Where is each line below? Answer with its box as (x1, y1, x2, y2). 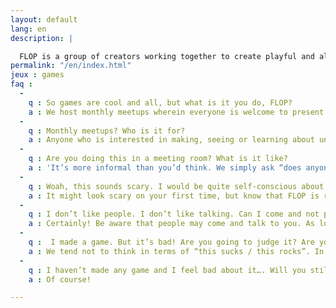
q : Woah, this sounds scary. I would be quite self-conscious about (28, 181, 325, 191)
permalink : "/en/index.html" (10, 61, 132, 71)
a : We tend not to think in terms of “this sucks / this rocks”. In (28, 246, 325, 256)
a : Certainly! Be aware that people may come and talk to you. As (28, 219, 315, 229)
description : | (10, 33, 74, 43)
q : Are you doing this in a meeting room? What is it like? (28, 154, 288, 164)
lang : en (10, 24, 47, 34)
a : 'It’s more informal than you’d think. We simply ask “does (28, 163, 302, 173)
